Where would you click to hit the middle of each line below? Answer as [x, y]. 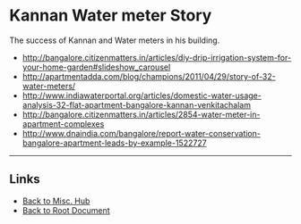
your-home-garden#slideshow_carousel [96, 67]
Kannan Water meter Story [111, 16]
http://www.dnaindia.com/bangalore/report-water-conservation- [142, 133]
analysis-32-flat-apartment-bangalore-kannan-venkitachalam [136, 104]
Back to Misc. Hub [56, 201]
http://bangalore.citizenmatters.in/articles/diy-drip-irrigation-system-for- [157, 57]
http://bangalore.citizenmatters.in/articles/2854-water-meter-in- [141, 114]
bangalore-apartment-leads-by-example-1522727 [115, 143]
